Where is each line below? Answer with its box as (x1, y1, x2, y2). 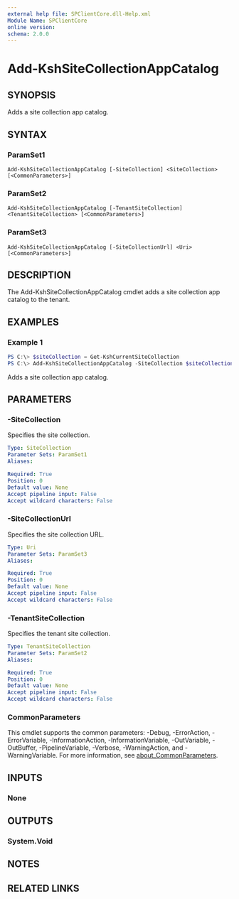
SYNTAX (7, 129, 48, 141)
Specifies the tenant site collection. (7, 630, 110, 638)
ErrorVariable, (7, 736, 48, 745)
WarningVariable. (7, 751, 58, 760)
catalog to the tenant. (7, 296, 70, 304)
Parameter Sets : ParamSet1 (7, 451, 87, 458)
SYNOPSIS (7, 89, 56, 101)
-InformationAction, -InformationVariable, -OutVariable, (49, 736, 211, 745)
